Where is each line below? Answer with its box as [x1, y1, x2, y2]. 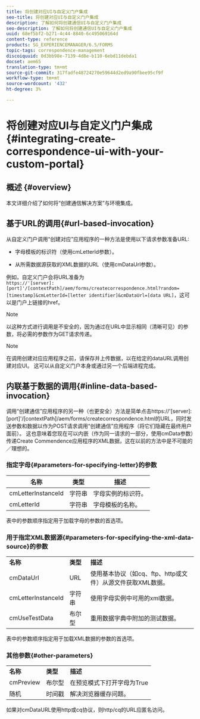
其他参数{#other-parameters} [6, 652, 93, 660]
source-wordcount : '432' [6, 81, 68, 87]
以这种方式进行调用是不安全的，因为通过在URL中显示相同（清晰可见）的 [6, 323, 183, 330]
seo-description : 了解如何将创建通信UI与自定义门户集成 [6, 25, 133, 32]
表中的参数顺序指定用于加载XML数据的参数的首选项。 [6, 635, 138, 642]
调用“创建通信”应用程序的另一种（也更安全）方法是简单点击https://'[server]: [6, 407, 192, 415]
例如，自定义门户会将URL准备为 [6, 273, 85, 281]
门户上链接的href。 [16, 298, 64, 306]
